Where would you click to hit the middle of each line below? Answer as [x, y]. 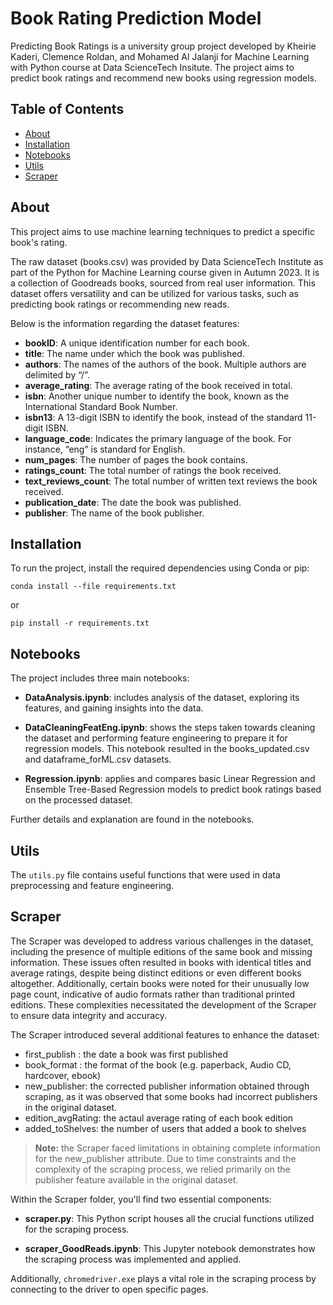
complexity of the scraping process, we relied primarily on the [162, 1169]
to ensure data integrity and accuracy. [89, 1015]
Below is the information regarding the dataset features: [125, 323]
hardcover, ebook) [63, 1075]
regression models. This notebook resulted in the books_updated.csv [167, 749]
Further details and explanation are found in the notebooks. [132, 819]
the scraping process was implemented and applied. [133, 1259]
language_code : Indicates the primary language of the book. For [158, 438]
